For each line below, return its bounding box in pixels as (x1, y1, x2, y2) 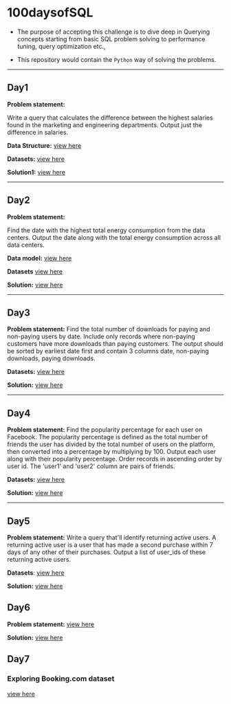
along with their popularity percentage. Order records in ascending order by (7, 455, 222, 463)
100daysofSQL (7, 5, 94, 21)
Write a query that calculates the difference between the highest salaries (7, 113, 213, 122)
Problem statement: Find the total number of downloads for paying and (7, 325, 211, 333)
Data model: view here (7, 254, 72, 262)
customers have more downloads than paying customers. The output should (7, 340, 223, 348)
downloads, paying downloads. (7, 354, 96, 362)
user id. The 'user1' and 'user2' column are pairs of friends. (7, 462, 175, 470)
